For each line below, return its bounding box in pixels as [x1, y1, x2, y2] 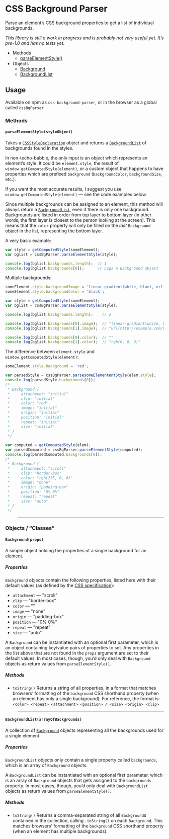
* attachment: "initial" [7, 391, 69, 396]
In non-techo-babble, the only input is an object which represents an [5, 154, 148, 161]
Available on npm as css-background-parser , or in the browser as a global [5, 99, 157, 105]
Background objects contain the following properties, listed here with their [5, 577, 156, 583]
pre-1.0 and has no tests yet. [5, 40, 65, 46]
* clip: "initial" [7, 396, 55, 401]
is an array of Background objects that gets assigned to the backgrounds [5, 777, 152, 783]
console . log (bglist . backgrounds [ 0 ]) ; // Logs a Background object [5, 266, 158, 271]
